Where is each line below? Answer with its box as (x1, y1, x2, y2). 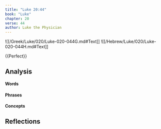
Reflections (5, 117, 41, 126)
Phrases (5, 92, 22, 98)
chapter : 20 (5, 16, 29, 21)
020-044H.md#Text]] (5, 44, 48, 50)
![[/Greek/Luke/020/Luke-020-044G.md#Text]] (5, 38, 100, 44)
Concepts (5, 103, 25, 109)
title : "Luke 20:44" (5, 7, 47, 12)
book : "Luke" (5, 12, 32, 17)
